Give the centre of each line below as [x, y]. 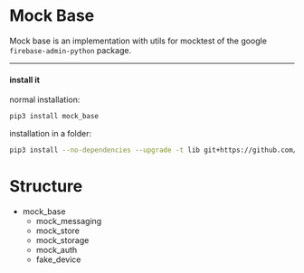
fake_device [58, 259]
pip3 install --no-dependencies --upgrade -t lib [105, 150]
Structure [46, 187]
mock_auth [57, 249]
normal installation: [45, 99]
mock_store [57, 231]
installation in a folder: [51, 134]
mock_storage [62, 240]
